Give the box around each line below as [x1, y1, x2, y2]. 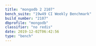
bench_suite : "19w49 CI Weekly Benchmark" [5, 11, 92, 16]
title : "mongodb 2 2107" [5, 7, 55, 12]
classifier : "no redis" [5, 25, 53, 30]
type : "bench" [5, 34, 34, 39]
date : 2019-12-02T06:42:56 [5, 29, 59, 34]
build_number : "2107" [5, 16, 49, 21]
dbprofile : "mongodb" [5, 20, 49, 25]
